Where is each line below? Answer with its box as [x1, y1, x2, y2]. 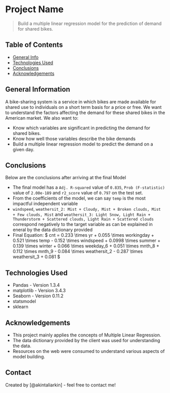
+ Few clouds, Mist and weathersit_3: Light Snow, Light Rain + [12, 211, 151, 217]
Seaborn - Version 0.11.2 [12, 293, 64, 299]
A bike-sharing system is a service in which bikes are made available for [5, 98, 156, 105]
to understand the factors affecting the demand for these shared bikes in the [5, 109, 165, 116]
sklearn [12, 304, 29, 310]
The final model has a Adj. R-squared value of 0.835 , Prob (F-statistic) [12, 184, 165, 190]
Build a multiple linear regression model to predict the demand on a [12, 141, 153, 147]
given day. [12, 146, 35, 152]
